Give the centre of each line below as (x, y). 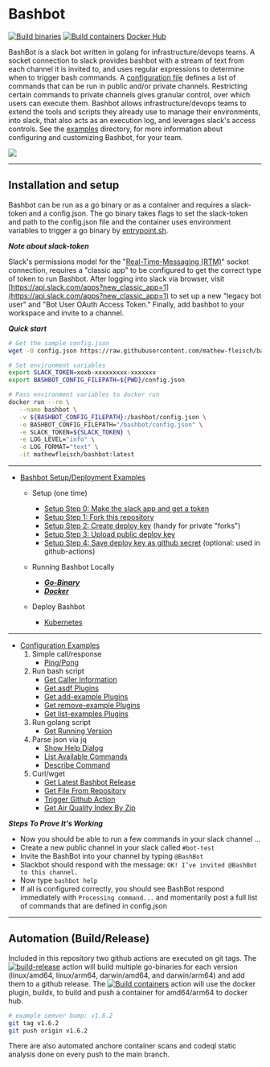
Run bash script (58, 671)
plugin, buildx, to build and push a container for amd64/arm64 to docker (128, 992)
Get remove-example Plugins (92, 705)
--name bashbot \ (48, 410)
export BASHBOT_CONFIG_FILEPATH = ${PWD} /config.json (96, 380)
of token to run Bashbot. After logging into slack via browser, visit (117, 278)
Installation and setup (64, 185)
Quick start (27, 328)
